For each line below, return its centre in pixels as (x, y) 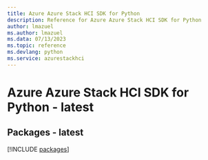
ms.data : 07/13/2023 (37, 39)
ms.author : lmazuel (35, 33)
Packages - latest (45, 133)
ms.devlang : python (35, 52)
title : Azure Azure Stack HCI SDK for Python (73, 13)
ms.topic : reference (37, 46)
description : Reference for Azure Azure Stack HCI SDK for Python (104, 20)
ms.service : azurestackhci (46, 59)
